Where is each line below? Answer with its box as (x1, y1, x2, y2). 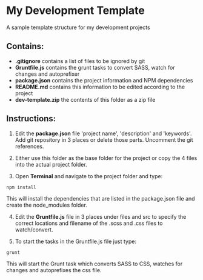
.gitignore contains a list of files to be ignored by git (15, 57, 145, 64)
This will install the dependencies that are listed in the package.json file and (6, 195, 195, 202)
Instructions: (6, 113, 56, 124)
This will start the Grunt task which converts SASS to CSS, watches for (6, 260, 183, 267)
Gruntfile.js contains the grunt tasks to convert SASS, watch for (15, 64, 175, 71)
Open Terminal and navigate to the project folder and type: (15, 172, 163, 179)
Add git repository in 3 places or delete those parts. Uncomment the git (15, 136, 193, 143)
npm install (6, 184, 36, 190)
